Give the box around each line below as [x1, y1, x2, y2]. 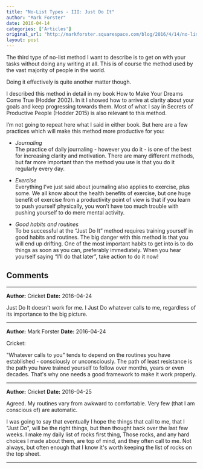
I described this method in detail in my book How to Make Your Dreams [6, 90, 183, 97]
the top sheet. [6, 450, 41, 457]
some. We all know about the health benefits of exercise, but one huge [14, 190, 192, 197]
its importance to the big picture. [6, 310, 88, 318]
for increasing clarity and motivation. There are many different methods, [14, 152, 195, 159]
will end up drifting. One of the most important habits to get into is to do [14, 240, 193, 247]
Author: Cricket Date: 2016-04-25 [6, 388, 92, 395]
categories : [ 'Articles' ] [6, 25, 71, 32]
